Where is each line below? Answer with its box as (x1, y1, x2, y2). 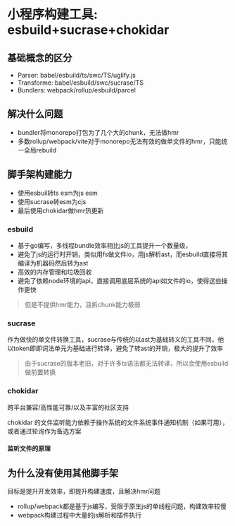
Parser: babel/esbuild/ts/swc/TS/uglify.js (17, 71, 136, 79)
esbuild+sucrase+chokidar (7, 22, 170, 38)
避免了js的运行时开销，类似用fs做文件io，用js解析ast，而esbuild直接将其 (17, 250, 228, 258)
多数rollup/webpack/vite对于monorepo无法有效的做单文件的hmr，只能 (17, 137, 222, 145)
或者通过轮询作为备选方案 (7, 426, 82, 435)
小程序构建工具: (7, 6, 99, 23)
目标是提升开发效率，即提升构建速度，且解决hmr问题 (7, 486, 160, 495)
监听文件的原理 (7, 444, 51, 453)
